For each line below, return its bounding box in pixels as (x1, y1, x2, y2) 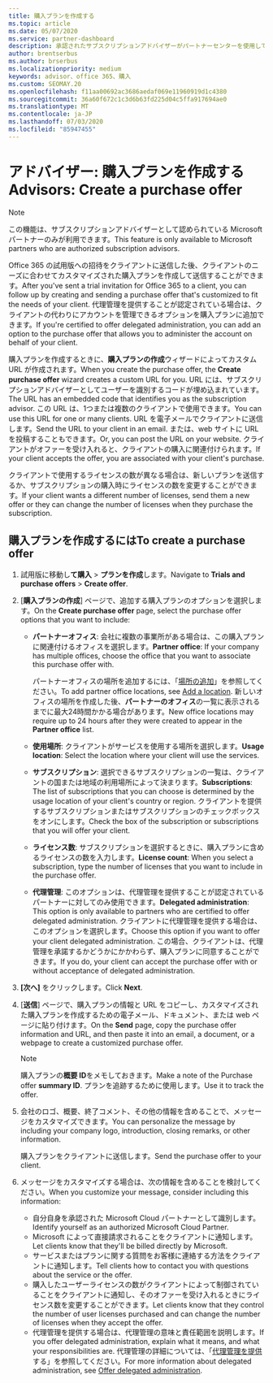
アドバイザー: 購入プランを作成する (8, 163, 245, 181)
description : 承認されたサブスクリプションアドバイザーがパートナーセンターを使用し (8, 42, 262, 50)
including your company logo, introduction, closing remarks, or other (19, 1125, 250, 1135)
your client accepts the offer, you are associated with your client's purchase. (8, 453, 265, 463)
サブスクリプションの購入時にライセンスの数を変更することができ (29, 480, 250, 490)
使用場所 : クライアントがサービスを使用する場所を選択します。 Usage (32, 741, 265, 751)
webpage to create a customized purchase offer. (19, 1038, 184, 1047)
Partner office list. (32, 724, 95, 734)
